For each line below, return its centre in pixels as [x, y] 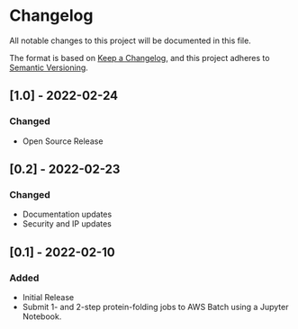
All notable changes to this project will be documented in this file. [131, 40]
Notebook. [42, 316]
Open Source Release [63, 141]
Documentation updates [67, 214]
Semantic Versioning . [49, 67]
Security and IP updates [67, 224]
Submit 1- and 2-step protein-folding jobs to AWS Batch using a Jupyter [155, 307]
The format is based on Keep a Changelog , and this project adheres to [140, 58]
